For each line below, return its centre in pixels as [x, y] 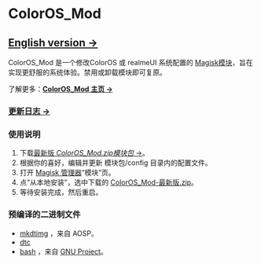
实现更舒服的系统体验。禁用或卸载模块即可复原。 [87, 72]
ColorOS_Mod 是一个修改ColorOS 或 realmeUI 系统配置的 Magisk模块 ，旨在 [130, 62]
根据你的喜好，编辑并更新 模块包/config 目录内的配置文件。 [116, 163]
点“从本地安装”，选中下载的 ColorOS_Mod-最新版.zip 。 [109, 182]
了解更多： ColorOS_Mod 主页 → [61, 89]
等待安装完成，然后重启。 [61, 192]
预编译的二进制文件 [44, 214]
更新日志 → [29, 111]
